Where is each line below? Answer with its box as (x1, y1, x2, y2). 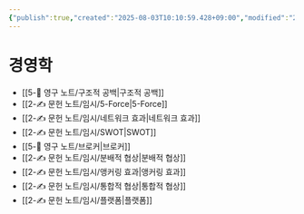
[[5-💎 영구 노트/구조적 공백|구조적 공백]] (21, 87, 164, 98)
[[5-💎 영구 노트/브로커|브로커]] (21, 141, 131, 151)
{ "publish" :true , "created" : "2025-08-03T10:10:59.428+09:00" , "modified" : (8, 13, 289, 23)
